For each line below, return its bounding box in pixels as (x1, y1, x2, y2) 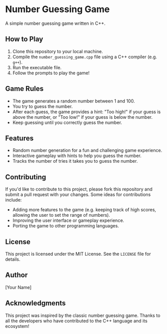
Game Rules (5, 84, 44, 93)
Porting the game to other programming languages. (12, 223, 119, 229)
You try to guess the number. (12, 103, 73, 109)
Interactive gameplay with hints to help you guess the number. (12, 153, 142, 159)
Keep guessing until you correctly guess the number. (12, 119, 122, 125)
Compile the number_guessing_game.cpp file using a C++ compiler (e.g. (12, 54, 157, 60)
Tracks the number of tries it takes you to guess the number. (12, 158, 138, 164)
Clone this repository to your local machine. (12, 48, 103, 54)
